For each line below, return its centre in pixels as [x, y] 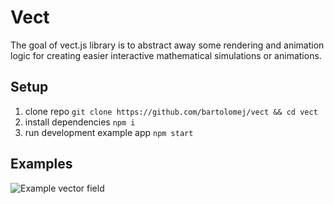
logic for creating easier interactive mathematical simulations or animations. [166, 55]
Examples [41, 164]
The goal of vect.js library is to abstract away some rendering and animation [167, 45]
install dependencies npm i [80, 122]
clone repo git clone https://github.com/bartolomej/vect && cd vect [171, 111]
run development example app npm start [109, 132]
